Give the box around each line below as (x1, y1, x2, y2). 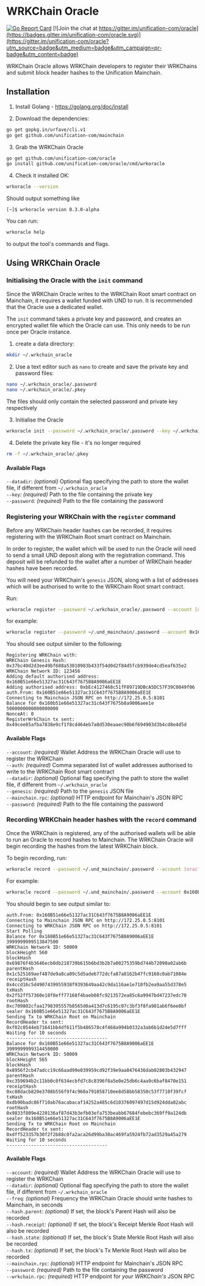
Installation (6, 87, 50, 97)
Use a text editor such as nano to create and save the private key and (15, 363, 189, 370)
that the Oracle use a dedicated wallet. (6, 303, 104, 310)
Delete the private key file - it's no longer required (15, 439, 141, 447)
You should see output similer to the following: (6, 641, 123, 648)
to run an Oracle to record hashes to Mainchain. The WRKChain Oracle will (6, 836, 193, 843)
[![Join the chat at (52, 24, 98, 32)
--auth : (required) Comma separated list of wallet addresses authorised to (6, 761, 193, 768)
